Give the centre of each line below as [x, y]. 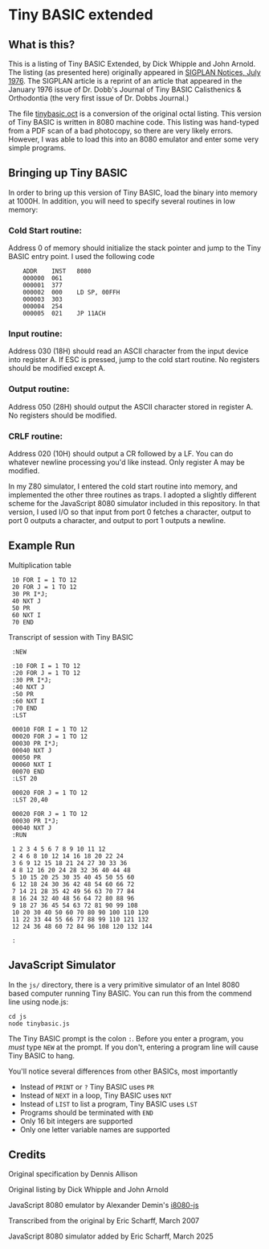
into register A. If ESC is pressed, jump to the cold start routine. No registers [134, 360]
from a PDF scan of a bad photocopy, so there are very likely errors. [121, 131]
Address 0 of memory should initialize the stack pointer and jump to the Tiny [135, 248]
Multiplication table [40, 565]
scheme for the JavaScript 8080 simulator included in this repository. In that [134, 503]
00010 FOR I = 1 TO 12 [50, 729]
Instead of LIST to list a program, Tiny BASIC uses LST [109, 1103]
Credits [27, 1155]
